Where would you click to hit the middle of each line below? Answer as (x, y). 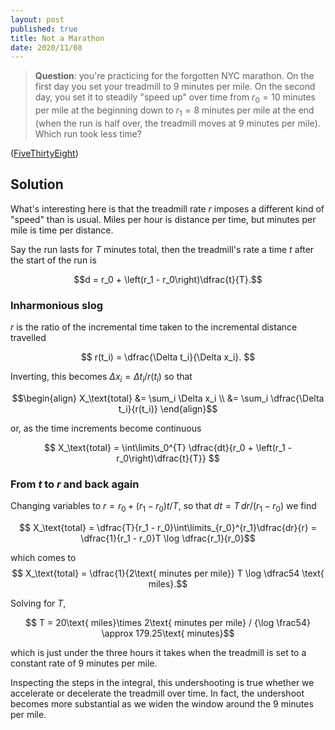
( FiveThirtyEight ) (44, 153)
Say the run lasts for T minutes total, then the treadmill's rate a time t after (162, 249)
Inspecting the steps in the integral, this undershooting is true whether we (162, 682)
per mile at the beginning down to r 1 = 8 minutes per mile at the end (174, 111)
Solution (37, 184)
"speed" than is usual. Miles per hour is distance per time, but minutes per (163, 219)
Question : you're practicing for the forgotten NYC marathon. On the (174, 76)
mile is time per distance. (62, 230)
